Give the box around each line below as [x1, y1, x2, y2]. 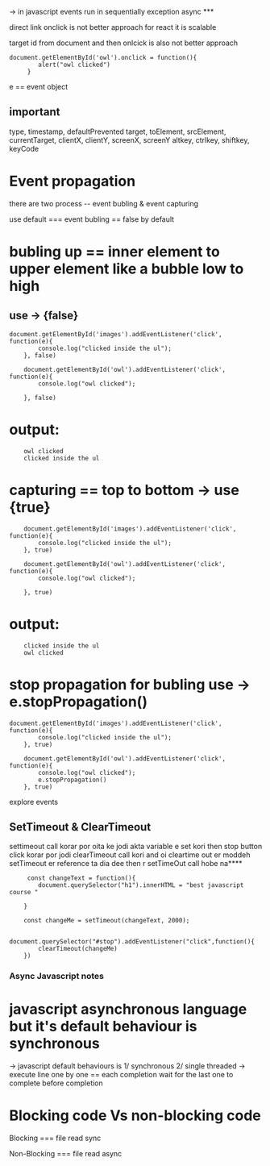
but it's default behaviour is [9, 1018, 197, 1035]
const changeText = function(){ [27, 874, 136, 882]
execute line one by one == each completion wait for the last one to [9, 1070, 234, 1080]
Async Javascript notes [9, 971, 104, 982]
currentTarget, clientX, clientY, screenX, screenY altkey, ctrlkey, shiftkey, [9, 135, 250, 144]
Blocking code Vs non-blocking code [9, 1106, 261, 1125]
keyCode [9, 144, 39, 153]
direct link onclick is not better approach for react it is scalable [9, 23, 217, 31]
